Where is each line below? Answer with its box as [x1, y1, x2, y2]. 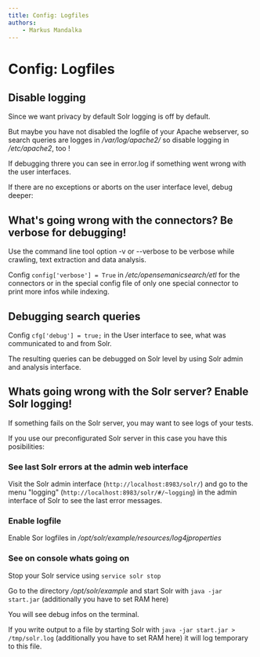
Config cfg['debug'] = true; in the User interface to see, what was [8, 330, 226, 340]
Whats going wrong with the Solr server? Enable [8, 385, 249, 399]
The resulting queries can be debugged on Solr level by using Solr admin [8, 354, 244, 363]
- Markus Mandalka [22, 26, 82, 34]
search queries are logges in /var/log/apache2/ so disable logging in [8, 135, 229, 145]
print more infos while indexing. [8, 287, 110, 297]
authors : [8, 19, 37, 27]
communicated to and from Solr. [8, 339, 112, 348]
